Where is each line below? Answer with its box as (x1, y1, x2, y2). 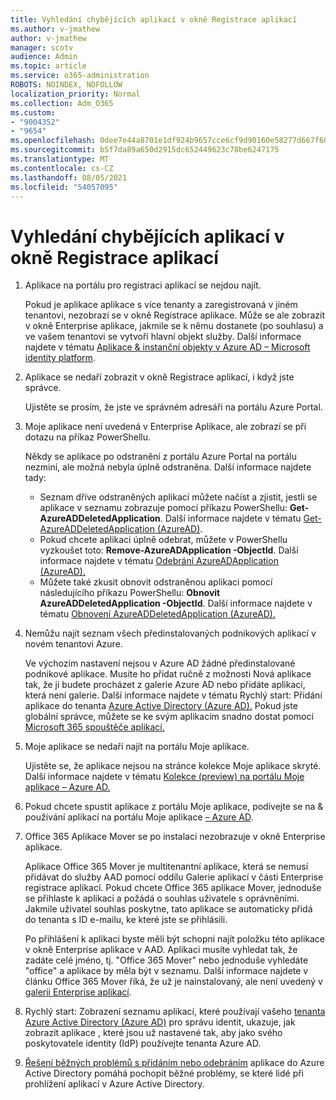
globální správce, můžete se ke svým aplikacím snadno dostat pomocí (24, 711, 314, 723)
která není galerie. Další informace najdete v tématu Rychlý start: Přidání (24, 689, 323, 701)
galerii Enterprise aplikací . (24, 986, 132, 998)
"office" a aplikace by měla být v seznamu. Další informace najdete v (24, 965, 309, 977)
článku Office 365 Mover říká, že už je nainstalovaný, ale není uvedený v (24, 976, 323, 988)
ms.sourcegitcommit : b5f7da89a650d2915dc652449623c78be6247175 (10, 145, 280, 155)
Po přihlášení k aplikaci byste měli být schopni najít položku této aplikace (24, 933, 326, 945)
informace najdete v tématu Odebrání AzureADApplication (39, 555, 279, 567)
